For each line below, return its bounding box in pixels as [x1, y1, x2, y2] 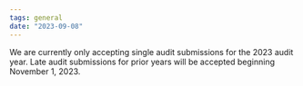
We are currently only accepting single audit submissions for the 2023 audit [9, 46, 294, 57]
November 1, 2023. [9, 65, 81, 77]
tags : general [9, 13, 64, 23]
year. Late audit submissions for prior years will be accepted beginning [9, 56, 276, 67]
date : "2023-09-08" [9, 22, 84, 31]
